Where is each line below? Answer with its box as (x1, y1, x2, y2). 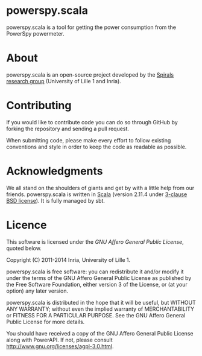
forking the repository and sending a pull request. (6, 125, 130, 132)
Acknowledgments (6, 164, 104, 178)
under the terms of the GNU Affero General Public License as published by (6, 274, 192, 281)
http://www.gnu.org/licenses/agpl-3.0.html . (6, 342, 114, 350)
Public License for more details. (6, 318, 85, 325)
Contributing (6, 99, 72, 112)
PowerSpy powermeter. (6, 30, 65, 37)
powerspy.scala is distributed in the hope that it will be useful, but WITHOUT (6, 299, 196, 306)
